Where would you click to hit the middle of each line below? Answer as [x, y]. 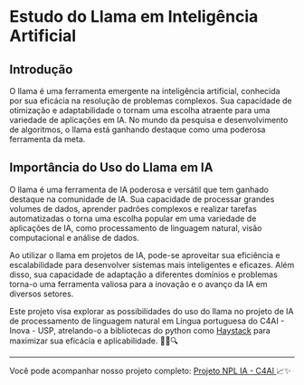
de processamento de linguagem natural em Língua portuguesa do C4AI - [147, 321]
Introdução [41, 69]
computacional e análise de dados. [75, 237]
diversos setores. [42, 294]
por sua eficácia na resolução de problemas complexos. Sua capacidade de [151, 101]
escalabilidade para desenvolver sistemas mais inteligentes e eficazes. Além [152, 265]
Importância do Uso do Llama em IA [111, 168]
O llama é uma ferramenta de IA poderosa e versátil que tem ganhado [139, 189]
